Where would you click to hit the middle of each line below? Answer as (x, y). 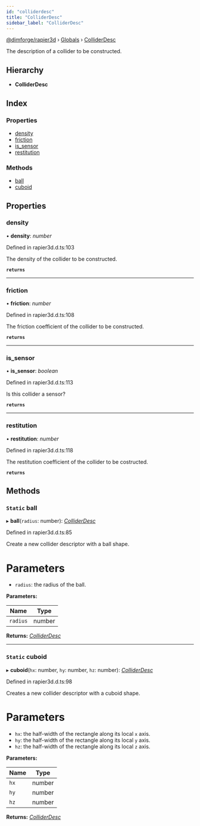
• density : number (29, 236)
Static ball (22, 508)
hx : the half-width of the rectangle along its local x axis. (82, 733)
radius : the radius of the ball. (50, 585)
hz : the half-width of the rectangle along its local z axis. (82, 746)
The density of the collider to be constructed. (62, 259)
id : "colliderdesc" (30, 12)
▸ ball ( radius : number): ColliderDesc (51, 521)
